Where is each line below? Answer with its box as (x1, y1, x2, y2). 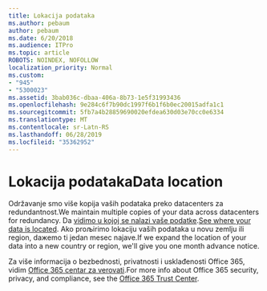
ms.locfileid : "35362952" (8, 138, 95, 146)
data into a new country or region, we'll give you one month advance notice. (8, 241, 260, 251)
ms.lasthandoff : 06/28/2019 (8, 130, 103, 138)
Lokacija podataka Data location (8, 173, 223, 190)
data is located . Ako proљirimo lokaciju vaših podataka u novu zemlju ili (8, 225, 245, 234)
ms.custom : (8, 71, 45, 79)
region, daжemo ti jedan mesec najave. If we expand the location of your (8, 233, 247, 242)
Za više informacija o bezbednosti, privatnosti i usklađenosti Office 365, (8, 257, 245, 266)
